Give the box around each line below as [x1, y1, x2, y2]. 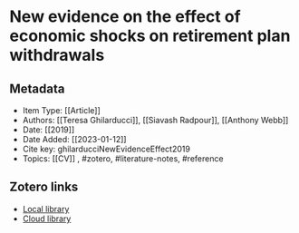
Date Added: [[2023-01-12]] [22, 134, 127, 144]
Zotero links [9, 180, 79, 195]
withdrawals [9, 45, 105, 65]
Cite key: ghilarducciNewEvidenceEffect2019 [22, 143, 190, 154]
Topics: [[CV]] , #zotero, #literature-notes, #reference [22, 153, 224, 164]
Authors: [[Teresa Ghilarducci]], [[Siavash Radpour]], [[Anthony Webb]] [22, 115, 289, 125]
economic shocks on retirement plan [9, 25, 291, 46]
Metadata [9, 81, 65, 96]
